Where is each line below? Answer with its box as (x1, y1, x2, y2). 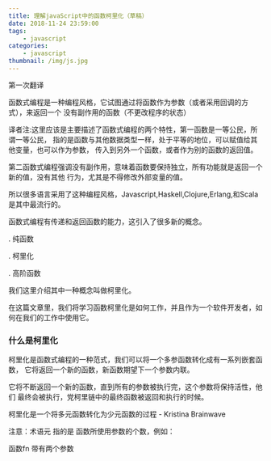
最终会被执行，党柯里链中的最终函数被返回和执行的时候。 (17, 392, 208, 402)
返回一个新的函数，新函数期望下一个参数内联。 (38, 365, 194, 374)
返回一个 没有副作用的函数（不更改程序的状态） (32, 107, 191, 117)
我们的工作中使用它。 (22, 312, 94, 322)
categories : (8, 42, 48, 50)
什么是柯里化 (8, 335, 59, 346)
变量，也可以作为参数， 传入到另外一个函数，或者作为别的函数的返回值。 (15, 145, 258, 154)
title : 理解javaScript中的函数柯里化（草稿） (8, 11, 148, 20)
